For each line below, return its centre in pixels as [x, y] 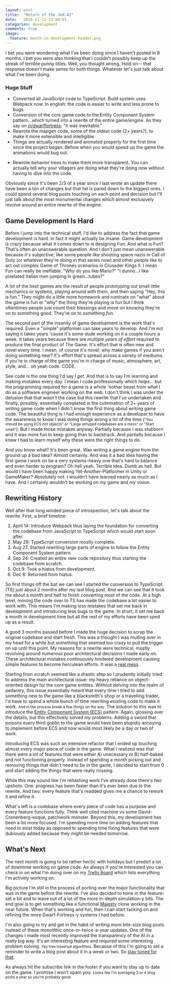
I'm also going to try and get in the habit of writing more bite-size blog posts [85, 924]
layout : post [19, 10]
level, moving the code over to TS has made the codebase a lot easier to [81, 600]
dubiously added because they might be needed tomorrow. [67, 833]
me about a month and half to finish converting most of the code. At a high [83, 595]
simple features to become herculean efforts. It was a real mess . [73, 664]
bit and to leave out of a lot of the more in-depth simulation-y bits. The [90, 899]
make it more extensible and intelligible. [54, 137]
